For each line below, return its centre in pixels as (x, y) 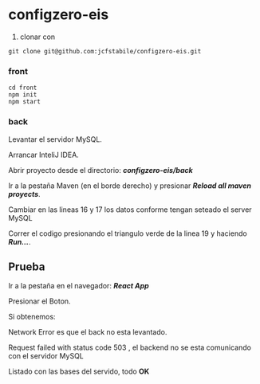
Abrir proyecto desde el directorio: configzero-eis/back (100, 170)
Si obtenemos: (32, 317)
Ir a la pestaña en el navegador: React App (79, 286)
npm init (23, 95)
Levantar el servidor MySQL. (55, 139)
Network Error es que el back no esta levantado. (88, 332)
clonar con (37, 37)
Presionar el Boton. (39, 301)
